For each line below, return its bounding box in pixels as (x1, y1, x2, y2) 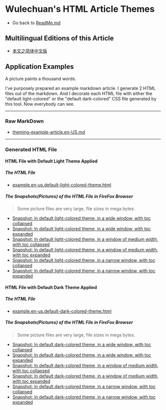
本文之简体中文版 (12, 48, 47, 54)
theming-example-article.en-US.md (12, 129, 85, 135)
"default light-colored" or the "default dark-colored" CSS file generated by (5, 95, 157, 102)
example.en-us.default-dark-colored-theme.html (12, 308, 112, 314)
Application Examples (5, 63, 74, 71)
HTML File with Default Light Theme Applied (5, 158, 98, 164)
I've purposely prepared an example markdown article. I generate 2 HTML (5, 85, 156, 91)
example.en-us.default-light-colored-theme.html (12, 182, 112, 188)
